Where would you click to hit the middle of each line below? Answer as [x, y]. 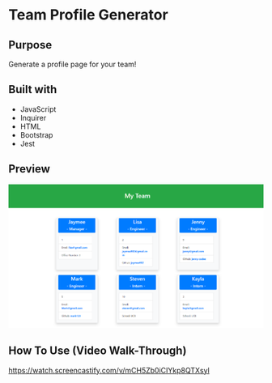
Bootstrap [36, 134]
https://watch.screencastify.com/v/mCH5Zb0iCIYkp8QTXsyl [109, 370]
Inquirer [33, 117]
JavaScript [38, 109]
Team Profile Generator [88, 15]
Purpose [30, 45]
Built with [33, 89]
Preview [30, 169]
